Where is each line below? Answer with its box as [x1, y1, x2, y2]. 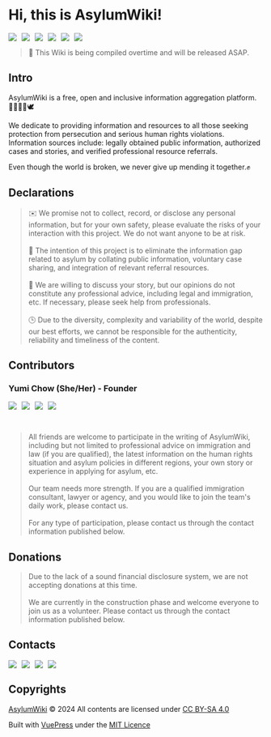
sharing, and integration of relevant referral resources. [28, 262, 210, 272]
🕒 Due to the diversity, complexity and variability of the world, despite [28, 314, 263, 325]
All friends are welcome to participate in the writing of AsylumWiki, [28, 432, 251, 442]
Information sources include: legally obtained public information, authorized [8, 138, 261, 147]
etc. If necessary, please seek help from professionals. [28, 297, 211, 307]
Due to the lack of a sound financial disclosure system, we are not [28, 572, 248, 582]
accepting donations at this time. [28, 581, 138, 590]
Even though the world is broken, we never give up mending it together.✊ [8, 162, 251, 172]
